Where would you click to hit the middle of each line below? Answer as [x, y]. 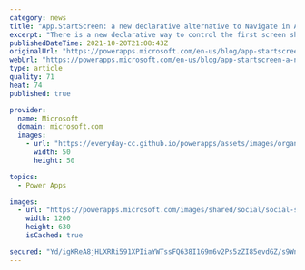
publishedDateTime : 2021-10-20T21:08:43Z [89, 43]
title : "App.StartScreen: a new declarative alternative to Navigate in [150, 26]
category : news [38, 18]
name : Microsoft [48, 119]
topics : [24, 177]
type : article [36, 69]
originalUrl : [34, 52]
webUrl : [24, 60]
